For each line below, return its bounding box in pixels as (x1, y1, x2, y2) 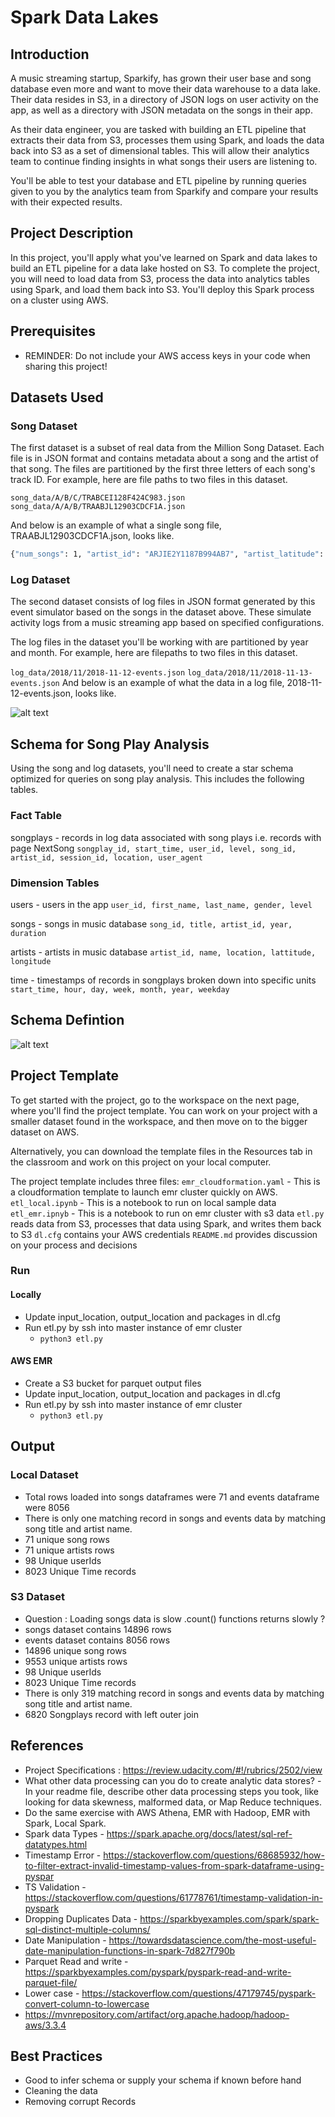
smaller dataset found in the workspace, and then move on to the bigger (10, 1115, 308, 1127)
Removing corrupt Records (24, 2096, 137, 2108)
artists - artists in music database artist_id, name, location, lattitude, (10, 946, 317, 958)
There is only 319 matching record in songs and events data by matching (24, 1687, 325, 1699)
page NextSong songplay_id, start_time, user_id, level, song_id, (10, 842, 297, 854)
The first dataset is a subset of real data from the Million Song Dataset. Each (10, 442, 325, 454)
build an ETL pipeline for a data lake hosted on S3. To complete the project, (10, 262, 320, 274)
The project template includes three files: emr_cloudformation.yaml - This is (10, 1175, 321, 1187)
